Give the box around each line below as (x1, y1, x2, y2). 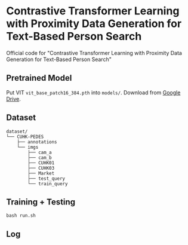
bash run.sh (6, 213, 36, 219)
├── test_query (27, 175, 66, 182)
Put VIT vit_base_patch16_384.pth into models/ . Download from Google (6, 88, 181, 96)
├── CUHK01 (27, 160, 55, 166)
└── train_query (27, 180, 68, 186)
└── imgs (17, 144, 39, 150)
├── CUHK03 (27, 165, 55, 171)
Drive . (6, 95, 21, 102)
